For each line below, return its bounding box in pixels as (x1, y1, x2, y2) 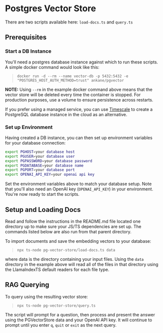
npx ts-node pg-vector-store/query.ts (17, 303, 96, 308)
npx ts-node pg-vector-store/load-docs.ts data (17, 248, 115, 252)
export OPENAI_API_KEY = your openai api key (5, 172, 95, 177)
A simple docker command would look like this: (5, 64, 100, 70)
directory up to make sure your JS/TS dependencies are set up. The (5, 223, 142, 229)
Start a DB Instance (5, 48, 52, 55)
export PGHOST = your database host (5, 149, 75, 154)
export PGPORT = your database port (5, 167, 75, 172)
